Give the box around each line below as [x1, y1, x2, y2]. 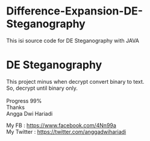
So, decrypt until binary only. [6, 84, 78, 92]
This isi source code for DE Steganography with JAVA [6, 37, 140, 44]
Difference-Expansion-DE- [6, 4, 143, 18]
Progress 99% [6, 97, 42, 104]
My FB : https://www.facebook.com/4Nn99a [6, 122, 116, 129]
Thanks [6, 104, 25, 111]
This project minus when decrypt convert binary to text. [6, 78, 145, 85]
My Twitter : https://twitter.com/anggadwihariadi [6, 128, 127, 135]
